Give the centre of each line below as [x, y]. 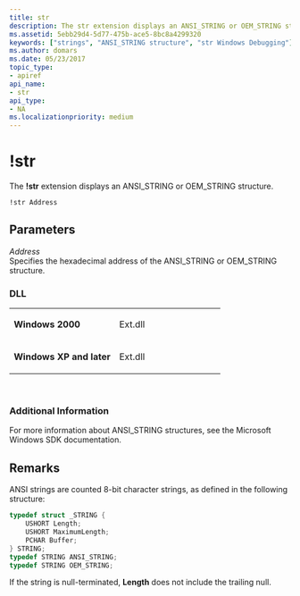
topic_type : [31, 68]
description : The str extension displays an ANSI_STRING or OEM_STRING [145, 26]
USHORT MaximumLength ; [67, 533]
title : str [29, 17]
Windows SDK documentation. [66, 440]
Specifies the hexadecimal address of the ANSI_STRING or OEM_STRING [143, 261]
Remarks [35, 468]
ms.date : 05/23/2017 [48, 59]
